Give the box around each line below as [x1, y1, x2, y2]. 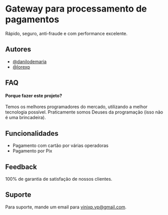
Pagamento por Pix [12, 148, 52, 154]
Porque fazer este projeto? [5, 92, 62, 98]
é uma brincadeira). [5, 115, 46, 121]
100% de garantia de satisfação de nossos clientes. [5, 176, 113, 182]
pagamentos [5, 14, 60, 25]
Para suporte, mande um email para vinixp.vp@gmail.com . [5, 204, 127, 210]
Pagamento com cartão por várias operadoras [12, 142, 109, 149]
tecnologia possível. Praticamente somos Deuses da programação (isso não [5, 109, 163, 115]
